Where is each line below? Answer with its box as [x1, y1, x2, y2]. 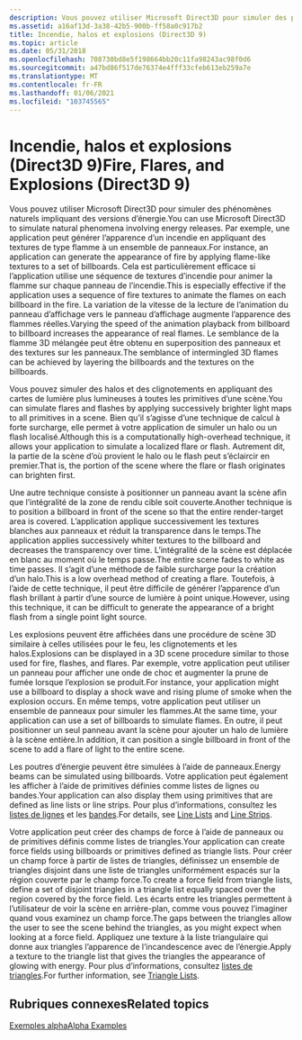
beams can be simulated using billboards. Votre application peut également [9, 771, 289, 782]
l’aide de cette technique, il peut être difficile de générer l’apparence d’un [9, 583, 280, 594]
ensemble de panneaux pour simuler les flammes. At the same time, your [9, 706, 278, 717]
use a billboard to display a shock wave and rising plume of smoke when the [9, 686, 292, 698]
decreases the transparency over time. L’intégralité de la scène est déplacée [9, 545, 293, 556]
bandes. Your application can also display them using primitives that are [9, 790, 273, 801]
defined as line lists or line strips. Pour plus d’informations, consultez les [9, 800, 277, 810]
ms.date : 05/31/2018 [9, 47, 87, 56]
